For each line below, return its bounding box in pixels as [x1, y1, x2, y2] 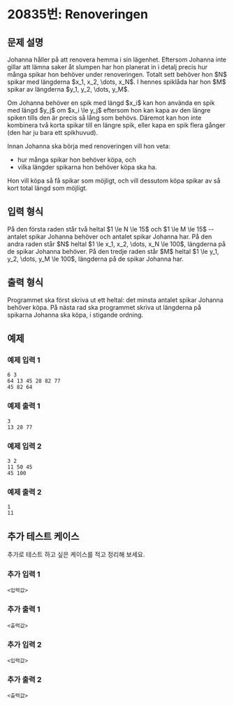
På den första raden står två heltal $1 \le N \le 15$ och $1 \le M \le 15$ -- [7, 225, 214, 233]
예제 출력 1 [7, 401, 41, 411]
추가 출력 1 [7, 604, 41, 614]
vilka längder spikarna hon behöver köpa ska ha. [17, 163, 157, 171]
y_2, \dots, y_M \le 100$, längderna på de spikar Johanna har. [7, 255, 184, 263]
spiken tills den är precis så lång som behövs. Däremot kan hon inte [7, 113, 202, 122]
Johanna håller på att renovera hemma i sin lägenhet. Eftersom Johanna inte [7, 55, 227, 64]
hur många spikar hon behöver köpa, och [17, 155, 136, 164]
